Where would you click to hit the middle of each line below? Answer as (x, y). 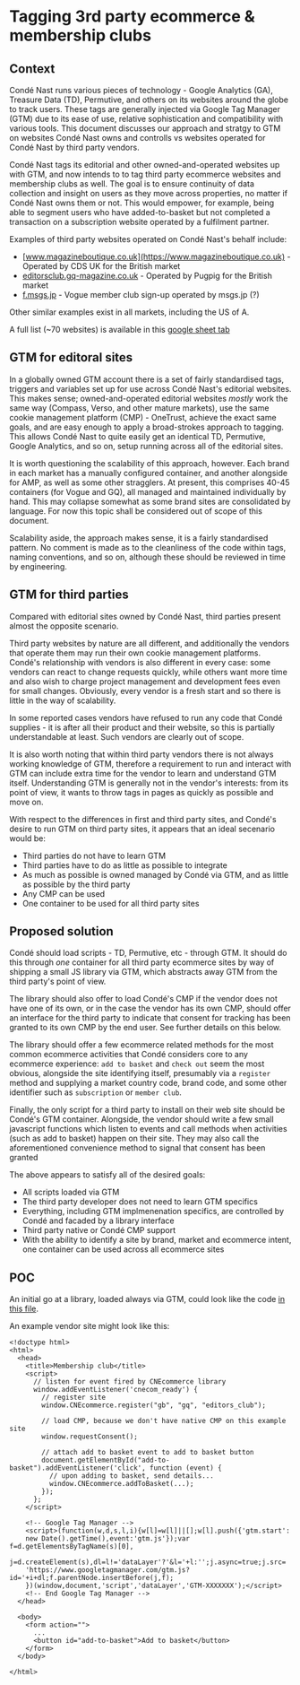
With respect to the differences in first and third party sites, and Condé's (143, 819)
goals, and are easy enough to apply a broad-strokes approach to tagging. (147, 427)
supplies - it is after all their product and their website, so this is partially (142, 727)
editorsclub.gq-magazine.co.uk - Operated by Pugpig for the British (147, 276)
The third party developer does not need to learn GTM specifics (140, 1202)
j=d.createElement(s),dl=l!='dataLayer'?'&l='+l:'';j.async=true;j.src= (148, 1562)
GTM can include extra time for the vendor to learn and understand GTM (143, 773)
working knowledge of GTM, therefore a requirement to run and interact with (150, 763)
